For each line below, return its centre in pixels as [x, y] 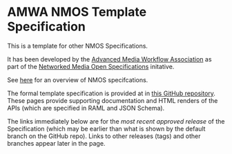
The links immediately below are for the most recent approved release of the [116, 121]
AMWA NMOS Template [77, 12]
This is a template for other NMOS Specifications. [78, 46]
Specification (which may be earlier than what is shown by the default [106, 128]
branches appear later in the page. [56, 143]
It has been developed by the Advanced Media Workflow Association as [109, 59]
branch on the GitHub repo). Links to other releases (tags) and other [104, 136]
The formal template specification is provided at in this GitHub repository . [112, 93]
